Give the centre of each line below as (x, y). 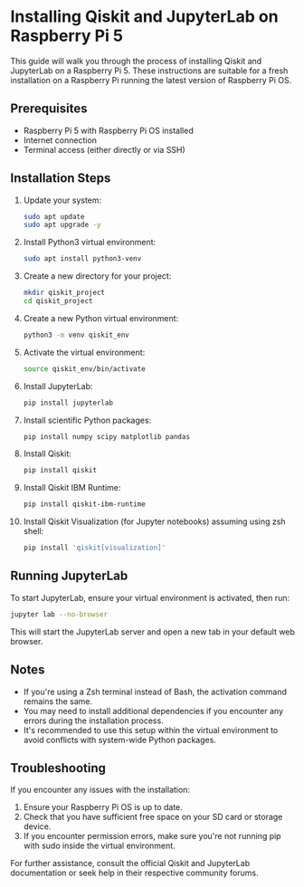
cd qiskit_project (58, 301)
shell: (33, 531)
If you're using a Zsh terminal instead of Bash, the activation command (155, 691)
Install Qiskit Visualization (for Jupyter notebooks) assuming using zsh (154, 521)
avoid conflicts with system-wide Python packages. (119, 739)
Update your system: (62, 200)
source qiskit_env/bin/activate (84, 368)
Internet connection (60, 140)
